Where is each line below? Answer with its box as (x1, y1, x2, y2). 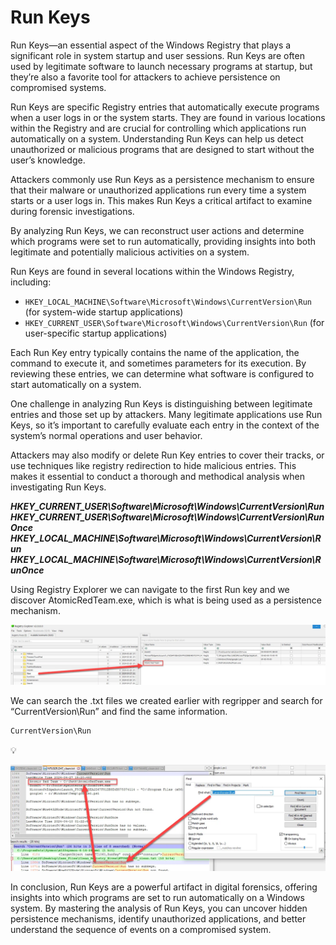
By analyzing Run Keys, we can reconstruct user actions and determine (10, 224, 305, 236)
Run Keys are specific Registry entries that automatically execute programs (10, 101, 320, 113)
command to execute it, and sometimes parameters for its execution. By (10, 357, 307, 369)
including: (10, 276, 52, 288)
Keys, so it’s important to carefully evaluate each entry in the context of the (10, 419, 320, 431)
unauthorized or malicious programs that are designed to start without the (10, 143, 315, 155)
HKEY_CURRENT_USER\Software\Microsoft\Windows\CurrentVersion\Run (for (24, 316, 325, 328)
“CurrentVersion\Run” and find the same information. (10, 706, 228, 718)
